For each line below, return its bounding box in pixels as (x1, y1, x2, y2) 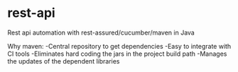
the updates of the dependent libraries (7, 56, 120, 65)
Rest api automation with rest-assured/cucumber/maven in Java (7, 28, 195, 37)
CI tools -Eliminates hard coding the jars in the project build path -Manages (7, 49, 227, 58)
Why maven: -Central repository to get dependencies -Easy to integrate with (7, 42, 232, 50)
